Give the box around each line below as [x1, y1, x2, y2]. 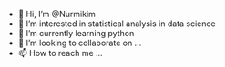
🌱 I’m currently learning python [17, 28, 135, 38]
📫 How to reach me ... [17, 48, 103, 58]
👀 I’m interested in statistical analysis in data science [17, 18, 216, 29]
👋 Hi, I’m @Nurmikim [17, 9, 96, 19]
